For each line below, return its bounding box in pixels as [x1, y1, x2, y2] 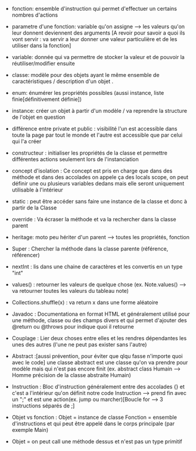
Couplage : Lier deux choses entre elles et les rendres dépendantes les [11, 335, 187, 342]
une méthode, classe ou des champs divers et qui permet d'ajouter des [11, 317, 187, 324]
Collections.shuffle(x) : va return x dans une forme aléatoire [11, 299, 158, 306]
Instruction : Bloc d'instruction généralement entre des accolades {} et [11, 383, 185, 390]
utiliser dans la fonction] [11, 42, 71, 49]
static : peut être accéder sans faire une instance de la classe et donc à [11, 198, 188, 205]
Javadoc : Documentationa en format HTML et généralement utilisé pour [11, 310, 190, 317]
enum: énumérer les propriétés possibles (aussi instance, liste [11, 89, 164, 96]
